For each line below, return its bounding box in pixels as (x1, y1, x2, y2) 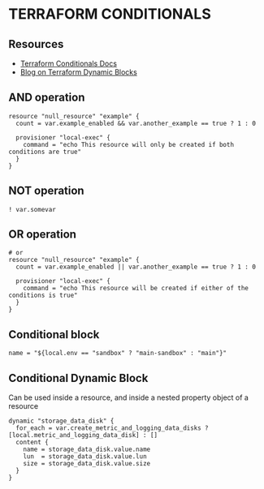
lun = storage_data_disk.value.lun (23, 453, 148, 461)
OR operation (8, 228, 77, 242)
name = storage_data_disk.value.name (23, 445, 151, 454)
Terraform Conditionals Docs (19, 58, 118, 68)
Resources (8, 37, 64, 51)
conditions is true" (8, 291, 79, 300)
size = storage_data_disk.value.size (23, 460, 151, 468)
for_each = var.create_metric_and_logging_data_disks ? (15, 424, 209, 432)
